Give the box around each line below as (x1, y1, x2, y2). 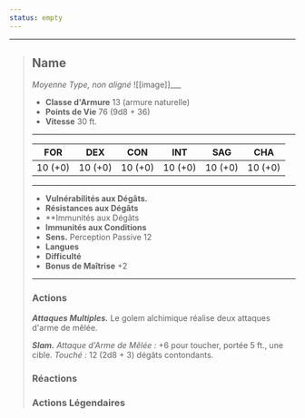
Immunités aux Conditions (44, 222, 147, 233)
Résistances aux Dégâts (44, 203, 139, 214)
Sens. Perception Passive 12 (44, 232, 152, 243)
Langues (44, 241, 80, 252)
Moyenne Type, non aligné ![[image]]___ (31, 79, 182, 91)
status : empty (9, 13, 64, 23)
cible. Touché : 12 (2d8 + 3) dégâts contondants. (31, 349, 214, 360)
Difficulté (44, 251, 82, 262)
